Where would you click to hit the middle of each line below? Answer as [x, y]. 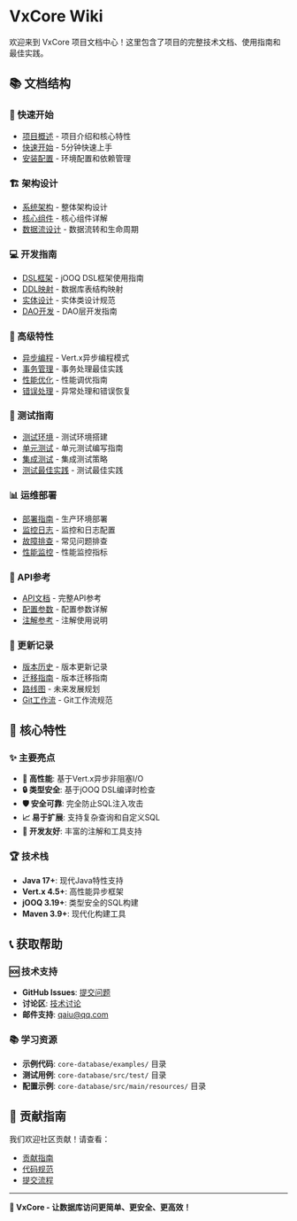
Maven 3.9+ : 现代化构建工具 [74, 914]
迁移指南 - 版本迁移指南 [65, 677]
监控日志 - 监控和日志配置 [69, 530]
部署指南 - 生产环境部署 [65, 519]
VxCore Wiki [56, 16]
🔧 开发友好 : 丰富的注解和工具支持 [82, 831]
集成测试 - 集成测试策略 [65, 459]
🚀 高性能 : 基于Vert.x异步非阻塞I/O [83, 779]
